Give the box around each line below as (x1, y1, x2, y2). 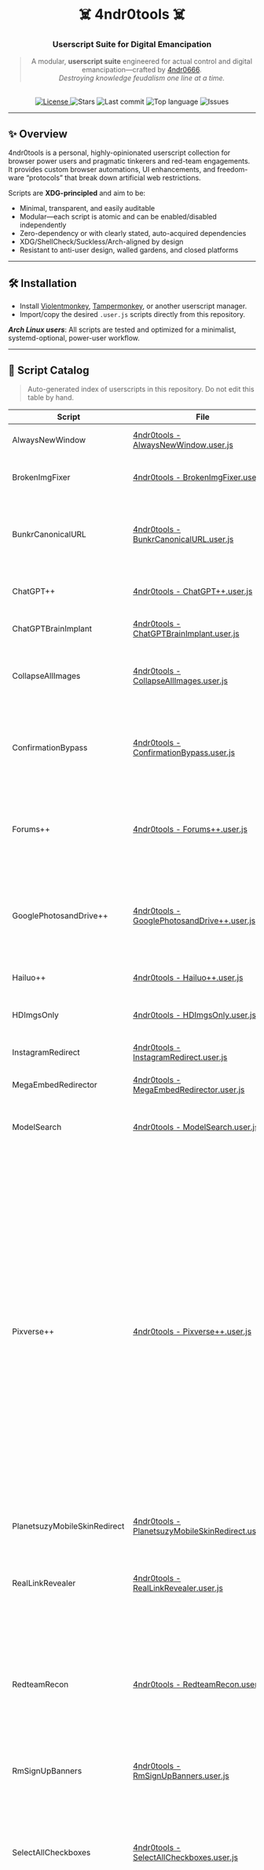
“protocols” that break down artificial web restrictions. (26, 173, 202, 182)
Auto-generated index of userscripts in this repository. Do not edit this (27, 384, 255, 393)
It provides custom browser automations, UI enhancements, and (8, 165, 216, 175)
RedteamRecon (12, 1679, 69, 1690)
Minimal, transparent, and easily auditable (19, 204, 156, 213)
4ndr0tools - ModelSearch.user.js (132, 1121, 259, 1132)
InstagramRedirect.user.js (132, 1051, 228, 1062)
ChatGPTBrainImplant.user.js (132, 628, 240, 639)
